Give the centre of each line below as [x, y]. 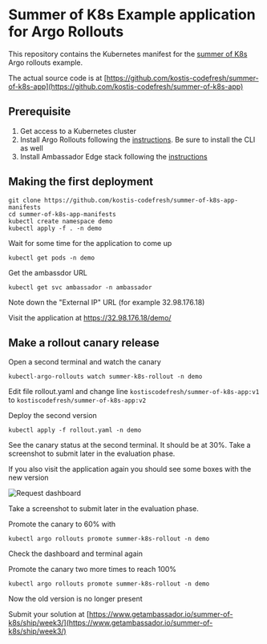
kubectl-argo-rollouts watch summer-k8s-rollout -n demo [105, 377]
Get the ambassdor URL [48, 272]
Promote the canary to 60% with [62, 524]
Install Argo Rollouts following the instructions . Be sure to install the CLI [138, 139]
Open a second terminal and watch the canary [85, 362]
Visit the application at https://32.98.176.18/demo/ [90, 317]
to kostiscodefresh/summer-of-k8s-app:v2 [77, 400]
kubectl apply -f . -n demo [55, 228]
